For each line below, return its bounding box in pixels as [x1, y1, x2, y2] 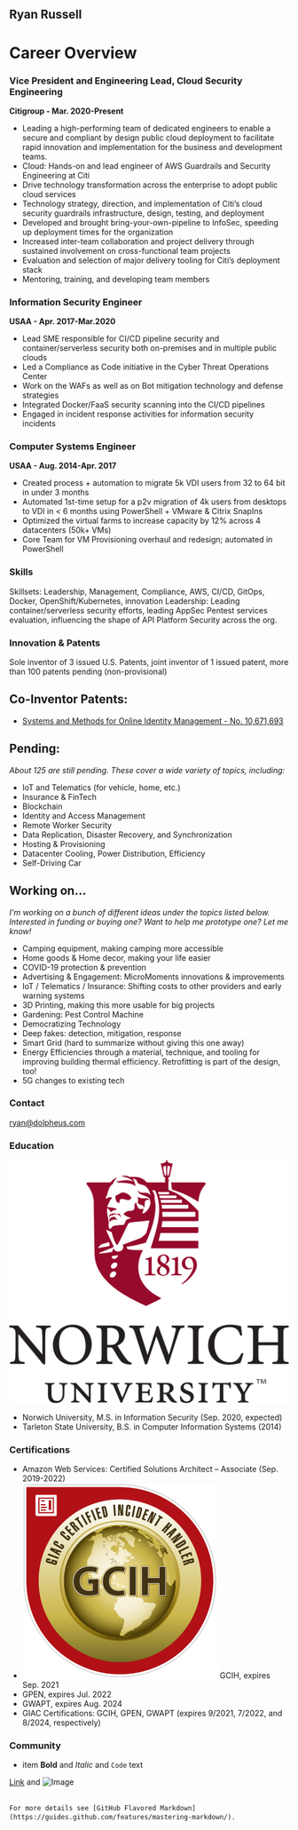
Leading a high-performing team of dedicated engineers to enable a [21, 123, 271, 133]
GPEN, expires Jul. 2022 [21, 1689, 113, 1699]
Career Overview [9, 43, 137, 63]
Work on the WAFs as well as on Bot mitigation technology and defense [21, 381, 284, 392]
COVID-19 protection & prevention [21, 962, 146, 972]
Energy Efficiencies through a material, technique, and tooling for [21, 1047, 260, 1058]
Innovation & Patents [9, 637, 100, 649]
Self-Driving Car [21, 857, 82, 868]
